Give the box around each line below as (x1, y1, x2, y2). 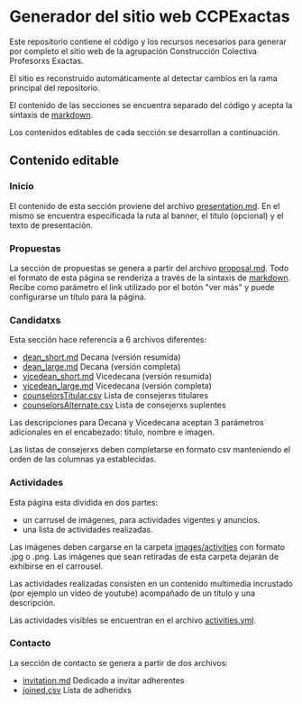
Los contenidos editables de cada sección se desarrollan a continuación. (9, 126, 280, 137)
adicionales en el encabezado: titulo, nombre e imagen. (9, 426, 215, 438)
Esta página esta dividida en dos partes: (9, 497, 159, 507)
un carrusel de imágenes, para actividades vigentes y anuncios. (22, 514, 261, 525)
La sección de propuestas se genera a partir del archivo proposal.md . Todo (9, 262, 289, 273)
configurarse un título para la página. (9, 291, 147, 302)
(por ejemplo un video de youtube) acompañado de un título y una (9, 588, 255, 599)
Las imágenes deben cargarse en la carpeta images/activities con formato (9, 541, 286, 552)
